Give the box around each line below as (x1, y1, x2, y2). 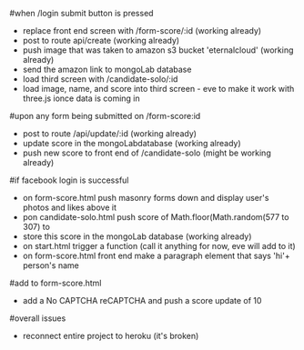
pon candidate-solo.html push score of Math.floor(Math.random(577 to (22, 212, 289, 222)
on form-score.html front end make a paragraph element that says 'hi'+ (22, 250, 290, 261)
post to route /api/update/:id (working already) (22, 128, 198, 139)
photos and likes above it (22, 202, 117, 213)
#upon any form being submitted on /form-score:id (9, 111, 201, 121)
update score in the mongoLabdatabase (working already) (22, 138, 241, 148)
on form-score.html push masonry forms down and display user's (22, 193, 269, 203)
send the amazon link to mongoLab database (22, 64, 192, 75)
